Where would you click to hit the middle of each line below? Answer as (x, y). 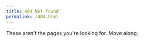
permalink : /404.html (32, 17)
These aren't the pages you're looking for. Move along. (72, 33)
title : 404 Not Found (32, 11)
